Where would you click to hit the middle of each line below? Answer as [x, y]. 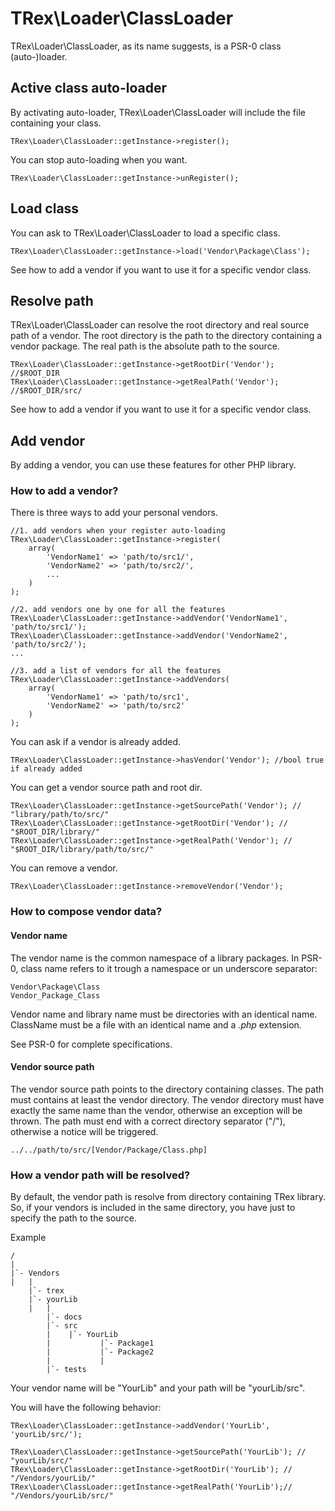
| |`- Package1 [100, 1343]
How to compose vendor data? [86, 912]
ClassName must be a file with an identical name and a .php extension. [156, 1024]
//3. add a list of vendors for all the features [116, 671]
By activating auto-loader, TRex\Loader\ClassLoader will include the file [158, 112]
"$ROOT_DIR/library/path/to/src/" [82, 850]
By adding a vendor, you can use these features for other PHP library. [153, 465]
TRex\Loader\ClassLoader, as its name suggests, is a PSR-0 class [146, 46]
